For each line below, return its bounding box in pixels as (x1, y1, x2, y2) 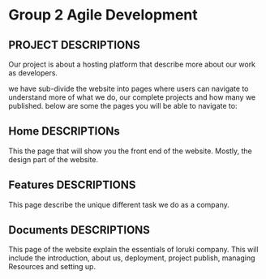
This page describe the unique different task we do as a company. (8, 200, 230, 209)
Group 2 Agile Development (8, 6, 199, 24)
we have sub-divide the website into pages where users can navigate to (8, 84, 249, 93)
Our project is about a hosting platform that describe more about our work (8, 59, 256, 69)
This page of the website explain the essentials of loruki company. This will (8, 245, 259, 255)
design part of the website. (8, 154, 99, 164)
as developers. (8, 68, 58, 78)
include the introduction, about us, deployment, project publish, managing (8, 253, 255, 263)
